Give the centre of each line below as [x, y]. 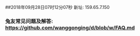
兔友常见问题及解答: [29, 21]
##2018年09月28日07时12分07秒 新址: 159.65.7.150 [57, 7]
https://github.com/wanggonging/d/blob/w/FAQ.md [70, 28]
